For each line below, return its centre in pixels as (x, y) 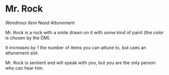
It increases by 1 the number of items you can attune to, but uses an (76, 47)
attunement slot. (22, 53)
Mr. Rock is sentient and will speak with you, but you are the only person (80, 62)
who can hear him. (24, 68)
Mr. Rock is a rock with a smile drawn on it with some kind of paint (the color (84, 32)
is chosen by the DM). (28, 38)
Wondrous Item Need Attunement (40, 23)
